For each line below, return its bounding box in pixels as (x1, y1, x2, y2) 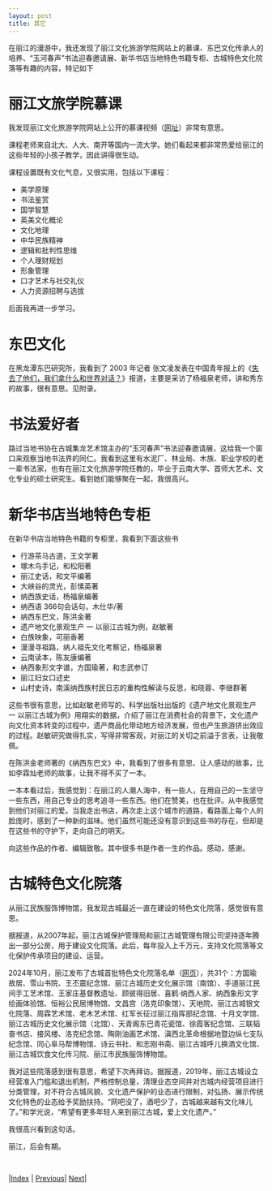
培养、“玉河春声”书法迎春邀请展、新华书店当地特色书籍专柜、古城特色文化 (8, 53, 257, 63)
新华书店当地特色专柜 (8, 505, 151, 524)
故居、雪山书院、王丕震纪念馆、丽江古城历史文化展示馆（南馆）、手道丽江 (8, 978, 253, 988)
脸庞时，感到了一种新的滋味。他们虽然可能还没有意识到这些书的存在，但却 (8, 816, 257, 826)
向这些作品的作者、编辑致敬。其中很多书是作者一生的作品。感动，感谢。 (8, 844, 249, 853)
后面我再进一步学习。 (8, 304, 79, 313)
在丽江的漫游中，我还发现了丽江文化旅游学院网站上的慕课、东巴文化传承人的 (8, 42, 264, 53)
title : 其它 (8, 19, 46, 28)
